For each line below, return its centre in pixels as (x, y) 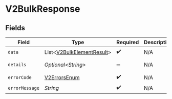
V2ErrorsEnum (62, 77)
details (17, 65)
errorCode (20, 77)
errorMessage (24, 88)
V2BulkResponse (43, 9)
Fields (15, 28)
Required (128, 42)
